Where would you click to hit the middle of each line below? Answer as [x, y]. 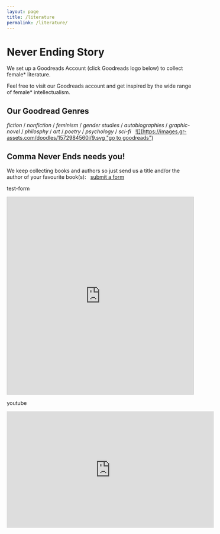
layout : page [23, 12]
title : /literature [31, 17]
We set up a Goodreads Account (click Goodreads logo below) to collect [95, 68]
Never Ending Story [56, 52]
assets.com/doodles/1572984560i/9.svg [56, 138]
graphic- [179, 126]
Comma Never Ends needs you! [66, 157]
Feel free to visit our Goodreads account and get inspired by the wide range [99, 86]
